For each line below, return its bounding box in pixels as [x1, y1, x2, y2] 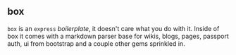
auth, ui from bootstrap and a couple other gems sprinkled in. [7, 39, 185, 48]
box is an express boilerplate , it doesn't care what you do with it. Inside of [7, 24, 220, 32]
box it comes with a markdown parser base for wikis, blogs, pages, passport [7, 32, 229, 40]
